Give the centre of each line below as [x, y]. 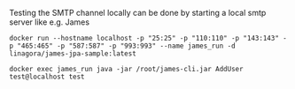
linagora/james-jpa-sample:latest [73, 54]
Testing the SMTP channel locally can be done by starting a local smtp [138, 13]
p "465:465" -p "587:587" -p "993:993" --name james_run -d [123, 46]
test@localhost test [47, 77]
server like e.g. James [50, 22]
